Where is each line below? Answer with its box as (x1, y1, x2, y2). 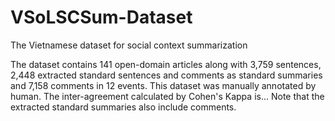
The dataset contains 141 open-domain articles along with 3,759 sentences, (10, 58, 322, 70)
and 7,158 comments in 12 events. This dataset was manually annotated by (10, 79, 317, 91)
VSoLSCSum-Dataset (10, 6, 193, 29)
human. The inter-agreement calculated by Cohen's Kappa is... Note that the (10, 90, 325, 102)
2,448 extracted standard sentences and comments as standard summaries (10, 69, 323, 81)
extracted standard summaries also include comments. (10, 101, 237, 113)
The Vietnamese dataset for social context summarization (10, 39, 248, 51)
